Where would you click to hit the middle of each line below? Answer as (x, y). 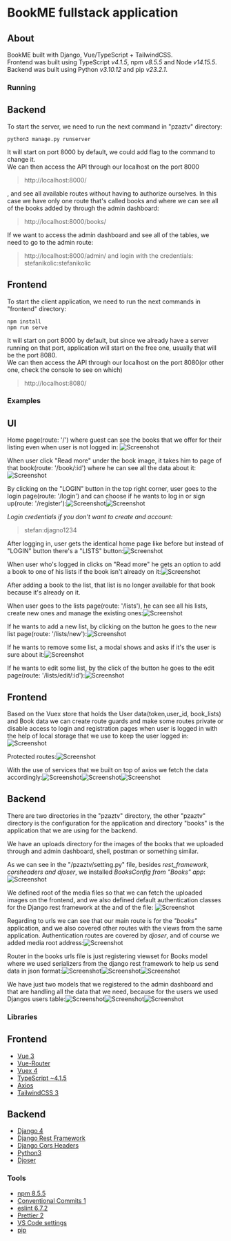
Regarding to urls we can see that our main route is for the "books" (102, 920)
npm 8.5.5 (31, 1193)
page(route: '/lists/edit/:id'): (46, 675)
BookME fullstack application (93, 13)
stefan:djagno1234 (50, 530)
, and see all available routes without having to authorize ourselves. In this (112, 193)
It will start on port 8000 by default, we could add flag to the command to (111, 152)
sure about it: (26, 655)
